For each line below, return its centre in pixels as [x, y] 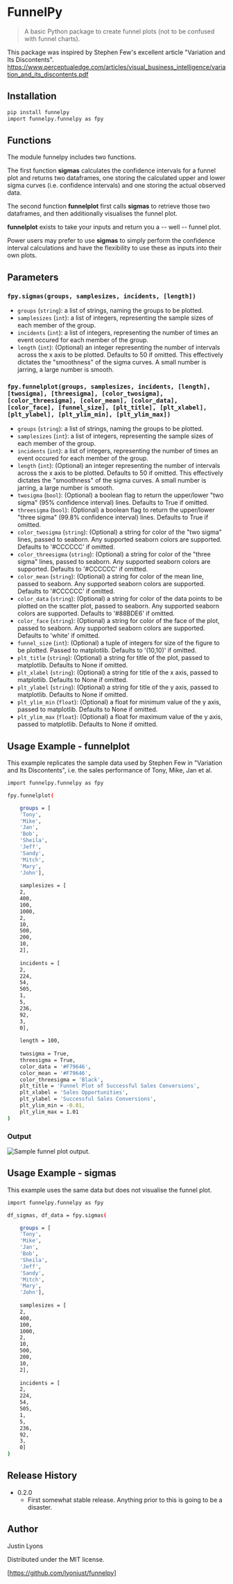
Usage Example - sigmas [62, 1173]
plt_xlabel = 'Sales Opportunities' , [74, 1092]
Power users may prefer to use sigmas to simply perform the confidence [111, 241]
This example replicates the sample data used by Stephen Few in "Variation [115, 763]
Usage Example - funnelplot [69, 746]
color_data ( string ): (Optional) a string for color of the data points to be [120, 599]
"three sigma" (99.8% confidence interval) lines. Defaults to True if [113, 517]
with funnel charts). [52, 38]
